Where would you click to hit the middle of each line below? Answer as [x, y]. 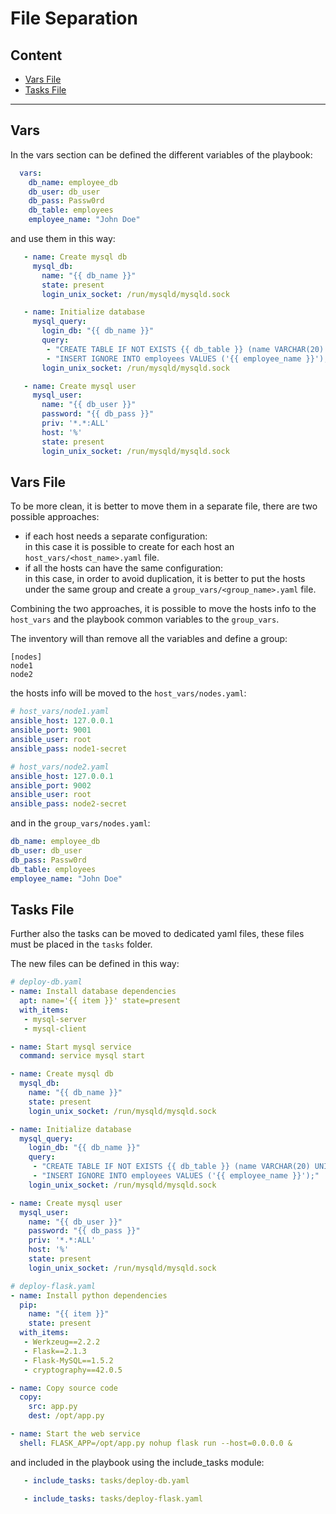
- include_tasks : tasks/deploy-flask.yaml [113, 1498]
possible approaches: [55, 517]
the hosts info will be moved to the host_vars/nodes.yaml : [128, 693]
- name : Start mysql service [71, 1047]
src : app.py [53, 1407]
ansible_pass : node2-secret [69, 804]
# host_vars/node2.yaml [60, 767]
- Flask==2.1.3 [55, 1351]
